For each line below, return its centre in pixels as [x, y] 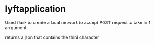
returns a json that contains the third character [52, 37]
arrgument [16, 27]
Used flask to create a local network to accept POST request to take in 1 [78, 22]
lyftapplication [36, 9]
